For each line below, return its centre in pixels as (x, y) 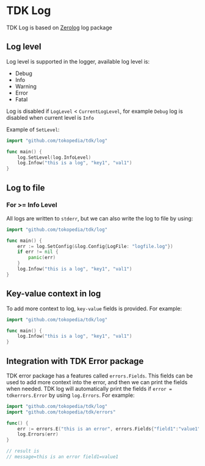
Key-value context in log (54, 294)
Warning (26, 86)
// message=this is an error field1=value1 (63, 457)
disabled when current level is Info (50, 117)
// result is (23, 451)
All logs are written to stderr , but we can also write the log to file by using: (100, 218)
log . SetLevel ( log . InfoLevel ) (54, 157)
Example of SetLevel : (33, 129)
